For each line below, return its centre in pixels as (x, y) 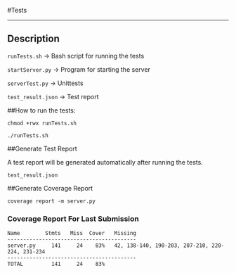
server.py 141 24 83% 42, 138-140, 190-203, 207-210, (108, 246)
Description (33, 39)
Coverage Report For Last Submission (73, 219)
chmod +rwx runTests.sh (42, 123)
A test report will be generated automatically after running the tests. (105, 162)
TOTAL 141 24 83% (56, 264)
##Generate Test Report (42, 148)
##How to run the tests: (41, 110)
